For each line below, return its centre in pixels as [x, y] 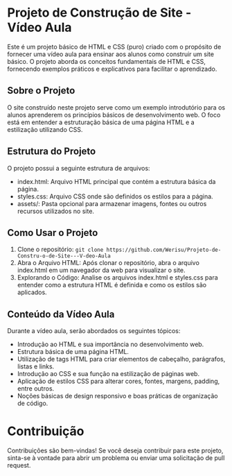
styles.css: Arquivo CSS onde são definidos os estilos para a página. [115, 196]
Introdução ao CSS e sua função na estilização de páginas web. [108, 374]
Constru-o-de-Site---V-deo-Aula [64, 256]
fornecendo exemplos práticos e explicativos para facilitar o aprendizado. [112, 69]
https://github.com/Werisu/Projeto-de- [164, 250]
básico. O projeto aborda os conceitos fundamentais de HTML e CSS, [107, 61]
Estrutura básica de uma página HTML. [73, 352]
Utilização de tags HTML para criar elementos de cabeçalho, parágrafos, [121, 359]
